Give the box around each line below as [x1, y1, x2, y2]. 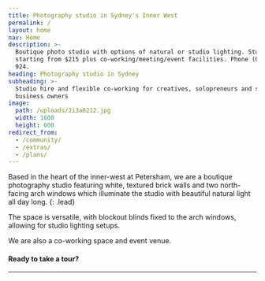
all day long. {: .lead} [8, 198, 76, 207]
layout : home [8, 26, 51, 34]
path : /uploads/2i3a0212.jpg [15, 107, 111, 115]
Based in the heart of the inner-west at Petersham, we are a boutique [8, 172, 233, 182]
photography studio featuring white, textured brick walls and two [8, 180, 219, 190]
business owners [15, 92, 69, 100]
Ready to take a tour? [8, 253, 80, 264]
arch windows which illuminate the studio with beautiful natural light [30, 189, 251, 198]
